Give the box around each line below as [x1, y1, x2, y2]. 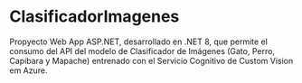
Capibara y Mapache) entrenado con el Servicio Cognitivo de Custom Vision [9, 55, 294, 66]
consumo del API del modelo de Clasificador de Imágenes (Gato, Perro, [9, 45, 276, 56]
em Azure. [9, 65, 48, 76]
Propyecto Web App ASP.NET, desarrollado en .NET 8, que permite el [9, 36, 269, 47]
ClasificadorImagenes [9, 6, 180, 27]
